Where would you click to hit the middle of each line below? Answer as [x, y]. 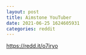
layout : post [23, 12]
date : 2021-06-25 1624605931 [43, 23]
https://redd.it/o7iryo [32, 46]
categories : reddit [31, 29]
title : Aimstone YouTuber [39, 18]
